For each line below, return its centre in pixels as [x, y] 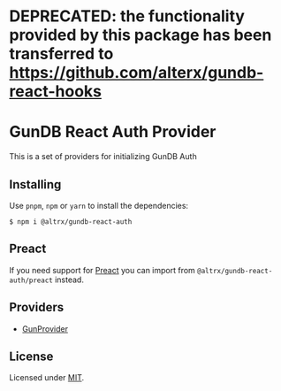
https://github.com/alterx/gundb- [137, 73]
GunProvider [45, 328]
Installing [35, 184]
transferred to [61, 54]
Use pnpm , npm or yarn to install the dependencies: [99, 205]
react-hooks [55, 92]
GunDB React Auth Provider [113, 132]
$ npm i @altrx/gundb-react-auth [71, 222]
